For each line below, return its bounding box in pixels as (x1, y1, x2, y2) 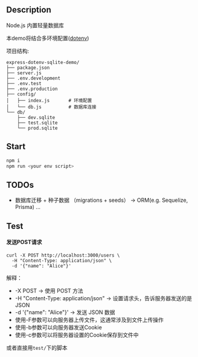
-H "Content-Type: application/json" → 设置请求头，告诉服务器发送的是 (14, 294, 192, 301)
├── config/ (6, 91, 36, 97)
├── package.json (6, 65, 50, 71)
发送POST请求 (6, 239, 42, 246)
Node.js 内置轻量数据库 (6, 21, 65, 29)
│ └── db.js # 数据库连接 (6, 104, 97, 110)
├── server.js (6, 69, 42, 76)
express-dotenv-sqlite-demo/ (6, 59, 80, 65)
